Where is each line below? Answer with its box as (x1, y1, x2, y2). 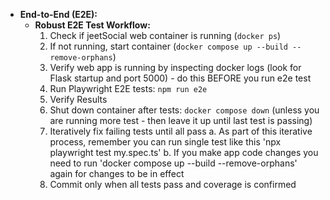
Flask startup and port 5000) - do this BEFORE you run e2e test (49, 72, 312, 84)
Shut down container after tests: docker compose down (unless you (49, 104, 320, 116)
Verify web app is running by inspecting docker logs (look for (49, 62, 302, 73)
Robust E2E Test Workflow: (34, 19, 151, 31)
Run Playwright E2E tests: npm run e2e (49, 83, 208, 94)
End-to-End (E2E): (19, 9, 98, 20)
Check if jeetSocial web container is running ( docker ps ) (49, 30, 282, 41)
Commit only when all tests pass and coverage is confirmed (49, 179, 297, 190)
